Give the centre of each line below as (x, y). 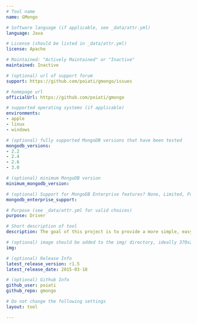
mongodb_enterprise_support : (42, 200)
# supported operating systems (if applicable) (65, 108)
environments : (23, 113)
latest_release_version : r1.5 (43, 264)
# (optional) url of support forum (50, 76)
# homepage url (25, 92)
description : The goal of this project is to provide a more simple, (93, 232)
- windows (18, 130)
